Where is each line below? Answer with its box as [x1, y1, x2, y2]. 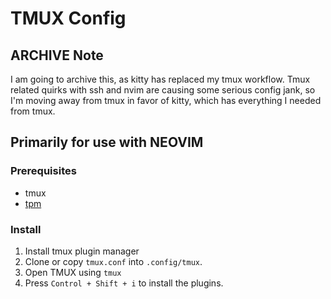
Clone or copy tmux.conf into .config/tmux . [24, 255, 203, 267]
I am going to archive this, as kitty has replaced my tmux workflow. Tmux [10, 73, 311, 85]
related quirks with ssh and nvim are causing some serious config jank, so [10, 84, 316, 96]
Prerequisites [10, 164, 77, 178]
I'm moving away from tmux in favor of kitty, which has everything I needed [10, 95, 322, 106]
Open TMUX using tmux [24, 266, 122, 278]
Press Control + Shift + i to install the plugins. [24, 277, 224, 289]
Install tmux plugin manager [24, 245, 140, 257]
